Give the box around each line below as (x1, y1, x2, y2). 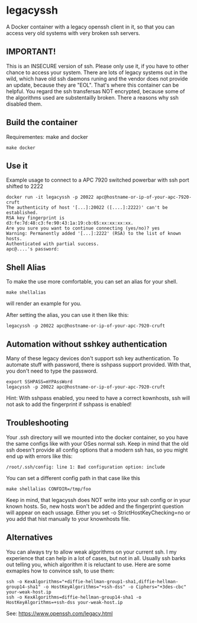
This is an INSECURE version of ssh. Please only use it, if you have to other (6, 62, 189, 69)
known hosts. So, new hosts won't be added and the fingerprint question (6, 503, 184, 510)
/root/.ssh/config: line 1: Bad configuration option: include (6, 464, 166, 470)
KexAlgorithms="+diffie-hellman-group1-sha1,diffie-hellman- (24, 578, 179, 584)
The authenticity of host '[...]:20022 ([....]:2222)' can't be (6, 205, 168, 211)
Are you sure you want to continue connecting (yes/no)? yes (6, 225, 160, 231)
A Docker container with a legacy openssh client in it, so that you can (6, 23, 175, 30)
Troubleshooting (6, 418, 69, 428)
